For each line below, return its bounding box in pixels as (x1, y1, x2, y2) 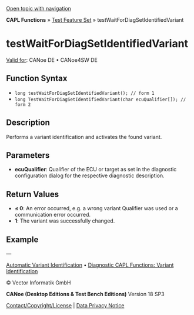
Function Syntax (6, 74, 68, 84)
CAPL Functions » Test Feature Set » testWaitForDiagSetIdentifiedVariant (6, 16, 184, 23)
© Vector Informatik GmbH (6, 279, 71, 286)
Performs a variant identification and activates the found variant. (6, 133, 162, 140)
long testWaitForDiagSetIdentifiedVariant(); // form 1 (14, 90, 155, 96)
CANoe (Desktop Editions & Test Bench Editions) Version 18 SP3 (6, 291, 165, 297)
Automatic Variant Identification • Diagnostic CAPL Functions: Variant (6, 261, 174, 268)
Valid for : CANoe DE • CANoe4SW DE (6, 56, 98, 64)
